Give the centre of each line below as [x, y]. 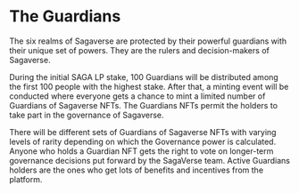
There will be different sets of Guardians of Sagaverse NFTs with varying [143, 132]
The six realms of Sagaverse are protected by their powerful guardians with [148, 41]
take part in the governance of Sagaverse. [87, 115]
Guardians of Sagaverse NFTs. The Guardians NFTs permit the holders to [144, 105]
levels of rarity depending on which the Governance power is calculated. [143, 141]
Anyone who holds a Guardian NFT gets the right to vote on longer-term [141, 151]
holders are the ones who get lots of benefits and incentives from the [137, 170]
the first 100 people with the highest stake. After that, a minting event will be [149, 86]
